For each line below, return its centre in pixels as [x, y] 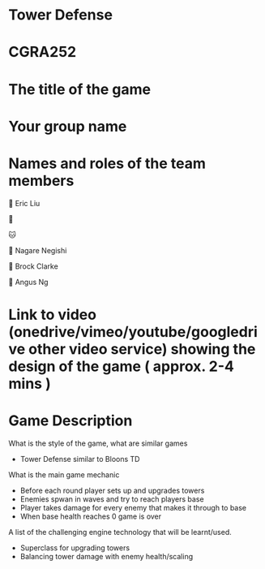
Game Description [71, 421]
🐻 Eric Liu [24, 203]
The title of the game [80, 89]
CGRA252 [43, 52]
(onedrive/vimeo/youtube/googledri [133, 332]
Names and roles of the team [107, 163]
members [41, 181]
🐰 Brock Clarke [33, 266]
